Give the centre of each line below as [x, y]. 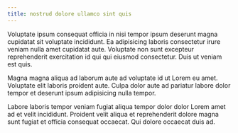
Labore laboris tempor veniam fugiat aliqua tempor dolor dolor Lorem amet [117, 106]
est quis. [20, 64]
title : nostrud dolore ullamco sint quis [70, 14]
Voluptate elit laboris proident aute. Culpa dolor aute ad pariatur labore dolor [119, 85]
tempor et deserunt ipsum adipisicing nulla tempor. [82, 93]
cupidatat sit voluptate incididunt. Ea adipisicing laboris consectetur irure [114, 41]
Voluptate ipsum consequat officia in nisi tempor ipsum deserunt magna [113, 34]
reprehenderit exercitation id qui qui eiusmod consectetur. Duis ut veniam [115, 57]
